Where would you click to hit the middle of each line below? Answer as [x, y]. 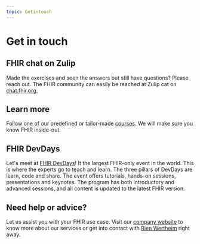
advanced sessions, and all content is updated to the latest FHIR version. [96, 188]
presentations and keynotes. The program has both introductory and [90, 182]
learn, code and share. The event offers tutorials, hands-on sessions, [91, 176]
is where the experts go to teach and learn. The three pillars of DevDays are [99, 170]
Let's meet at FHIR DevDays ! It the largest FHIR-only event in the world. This [100, 163]
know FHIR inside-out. [33, 130]
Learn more [28, 109]
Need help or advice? [47, 207]
